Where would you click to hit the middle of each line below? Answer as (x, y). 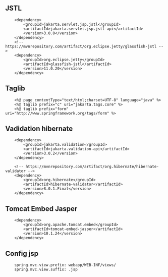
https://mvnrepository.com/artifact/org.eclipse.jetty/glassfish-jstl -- (85, 46)
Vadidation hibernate (39, 129)
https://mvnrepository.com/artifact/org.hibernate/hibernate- (92, 167)
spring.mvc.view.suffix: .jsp (46, 269)
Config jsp (22, 254)
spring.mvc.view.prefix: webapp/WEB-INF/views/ (65, 265)
